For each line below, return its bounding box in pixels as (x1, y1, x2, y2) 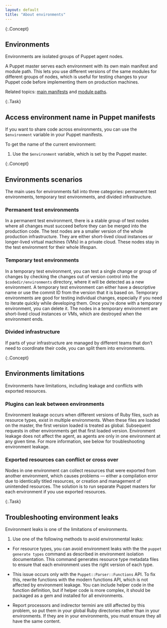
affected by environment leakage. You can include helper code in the (12, 582, 155, 588)
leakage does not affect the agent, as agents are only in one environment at (5, 433, 161, 439)
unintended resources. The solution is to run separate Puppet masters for (5, 483, 156, 489)
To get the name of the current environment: (5, 141, 96, 148)
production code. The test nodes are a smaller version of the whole (5, 228, 144, 234)
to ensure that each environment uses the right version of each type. (12, 561, 154, 568)
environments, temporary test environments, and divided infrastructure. (5, 194, 152, 200)
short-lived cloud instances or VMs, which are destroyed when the (5, 311, 142, 317)
